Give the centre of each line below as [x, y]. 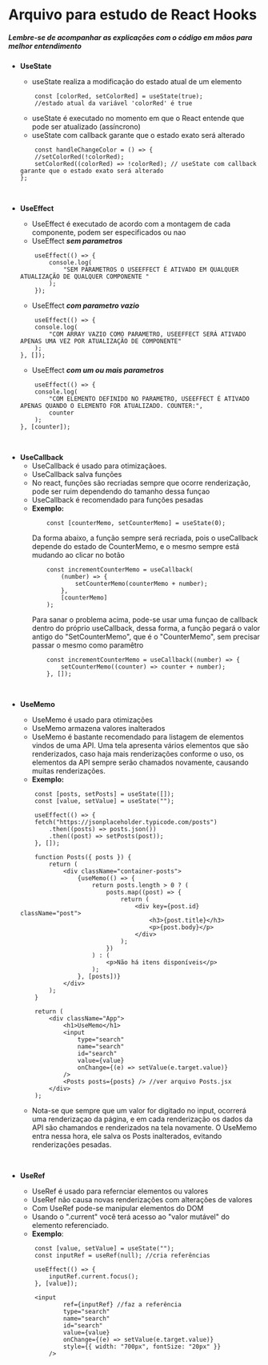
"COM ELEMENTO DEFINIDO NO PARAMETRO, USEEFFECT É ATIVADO [149, 399]
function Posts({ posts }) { [83, 858]
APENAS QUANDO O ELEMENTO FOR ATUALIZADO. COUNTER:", [111, 406]
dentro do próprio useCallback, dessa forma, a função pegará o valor [146, 628]
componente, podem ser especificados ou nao [109, 232]
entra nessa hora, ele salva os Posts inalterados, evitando [127, 1137]
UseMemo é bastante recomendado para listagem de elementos [138, 737]
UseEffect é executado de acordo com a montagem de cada [131, 224]
